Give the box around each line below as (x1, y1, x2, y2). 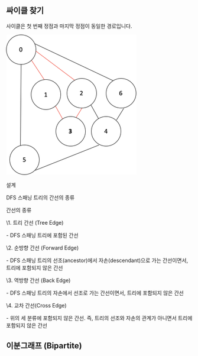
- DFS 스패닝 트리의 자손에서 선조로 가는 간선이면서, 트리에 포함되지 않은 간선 (6, 289, 184, 296)
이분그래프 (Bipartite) (6, 341, 82, 351)
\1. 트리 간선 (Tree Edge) (6, 219, 64, 226)
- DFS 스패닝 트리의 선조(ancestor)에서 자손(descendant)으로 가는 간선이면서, (6, 257, 188, 264)
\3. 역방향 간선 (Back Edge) (6, 277, 71, 284)
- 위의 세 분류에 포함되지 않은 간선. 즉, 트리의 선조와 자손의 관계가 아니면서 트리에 (6, 314, 193, 321)
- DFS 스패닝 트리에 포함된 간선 (6, 231, 79, 238)
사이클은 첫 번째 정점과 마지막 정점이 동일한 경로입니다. (6, 22, 132, 30)
